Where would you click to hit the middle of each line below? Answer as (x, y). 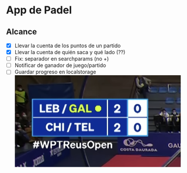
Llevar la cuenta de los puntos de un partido (67, 45)
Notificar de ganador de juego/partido (60, 65)
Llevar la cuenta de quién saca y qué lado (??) (70, 52)
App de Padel (39, 10)
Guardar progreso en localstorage (55, 72)
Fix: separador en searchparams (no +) (62, 59)
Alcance (22, 32)
